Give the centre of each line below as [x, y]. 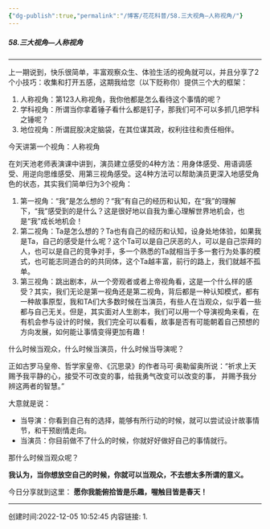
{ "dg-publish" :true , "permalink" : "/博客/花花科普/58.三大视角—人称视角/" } [126, 16]
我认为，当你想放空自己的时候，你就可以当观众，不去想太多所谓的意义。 [128, 474]
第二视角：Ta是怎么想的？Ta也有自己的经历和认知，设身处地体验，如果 [137, 231]
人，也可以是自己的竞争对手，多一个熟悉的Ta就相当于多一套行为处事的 [137, 251]
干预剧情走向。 [66, 430]
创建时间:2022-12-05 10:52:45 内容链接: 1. [78, 516]
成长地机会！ [62, 221]
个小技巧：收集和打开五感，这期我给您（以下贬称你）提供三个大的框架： [128, 82]
